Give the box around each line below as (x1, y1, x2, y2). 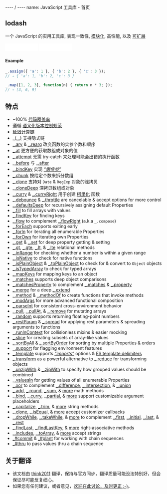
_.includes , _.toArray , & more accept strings (12, 430, 102, 436)
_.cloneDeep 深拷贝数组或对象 (12, 185, 75, 191)
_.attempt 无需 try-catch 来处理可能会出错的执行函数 (12, 154, 120, 160)
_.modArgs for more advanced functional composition (12, 297, 123, 303)
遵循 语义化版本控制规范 (12, 123, 62, 129)
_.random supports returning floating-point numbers (12, 313, 120, 319)
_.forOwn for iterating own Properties (12, 234, 89, 240)
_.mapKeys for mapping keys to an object (12, 271, 98, 277)
